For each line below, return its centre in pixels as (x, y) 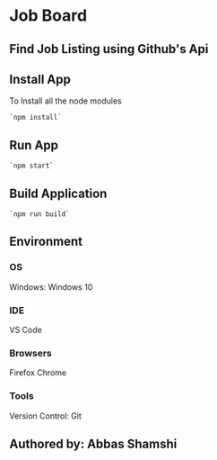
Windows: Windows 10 (51, 287)
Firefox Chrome (38, 373)
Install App (40, 79)
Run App (34, 145)
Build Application (58, 193)
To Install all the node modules (66, 101)
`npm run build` (39, 214)
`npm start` (31, 166)
